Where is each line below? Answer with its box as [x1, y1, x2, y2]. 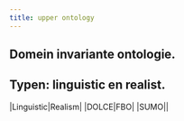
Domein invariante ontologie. [9, 47, 176, 62]
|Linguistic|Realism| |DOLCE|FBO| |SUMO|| [9, 101, 170, 112]
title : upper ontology [9, 13, 95, 23]
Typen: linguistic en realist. [9, 78, 166, 93]
